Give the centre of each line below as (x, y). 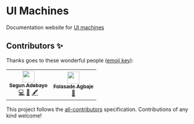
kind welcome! (24, 115)
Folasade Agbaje (73, 87)
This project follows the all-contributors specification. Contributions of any (97, 109)
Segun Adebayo (28, 85)
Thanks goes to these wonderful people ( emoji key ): (70, 60)
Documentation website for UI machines (55, 27)
